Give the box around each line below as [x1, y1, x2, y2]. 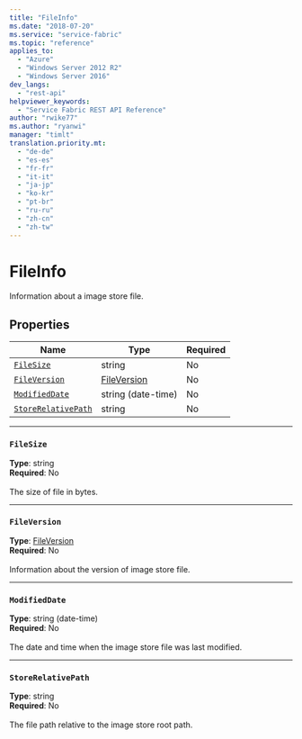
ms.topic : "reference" [9, 38, 94, 48]
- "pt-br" [17, 197, 54, 207]
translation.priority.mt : [9, 139, 106, 148]
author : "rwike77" [9, 113, 78, 122]
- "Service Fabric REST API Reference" [17, 105, 167, 114]
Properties [9, 317, 70, 332]
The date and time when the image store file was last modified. [9, 642, 243, 653]
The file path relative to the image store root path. [9, 719, 193, 730]
